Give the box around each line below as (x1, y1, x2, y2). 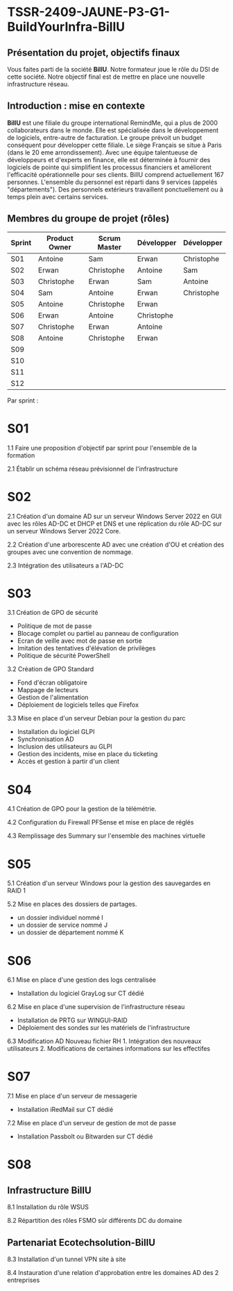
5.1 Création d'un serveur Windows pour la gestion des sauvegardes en (7, 879, 211, 888)
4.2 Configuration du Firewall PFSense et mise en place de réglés (7, 818, 194, 827)
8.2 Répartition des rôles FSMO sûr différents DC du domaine (7, 1216, 182, 1225)
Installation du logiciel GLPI (17, 728, 95, 736)
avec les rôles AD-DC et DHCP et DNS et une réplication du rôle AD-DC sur (7, 519, 223, 528)
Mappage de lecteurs (17, 686, 78, 694)
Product (46, 233, 74, 243)
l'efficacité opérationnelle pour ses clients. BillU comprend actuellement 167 (7, 170, 224, 178)
